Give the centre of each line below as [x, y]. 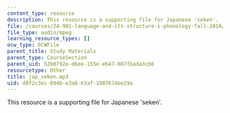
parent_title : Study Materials [52, 52]
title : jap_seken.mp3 [38, 77]
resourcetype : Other [37, 70]
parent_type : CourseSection [47, 58]
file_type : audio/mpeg [39, 32]
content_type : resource [41, 13]
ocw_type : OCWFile [33, 45]
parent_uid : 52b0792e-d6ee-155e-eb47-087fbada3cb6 [81, 64]
